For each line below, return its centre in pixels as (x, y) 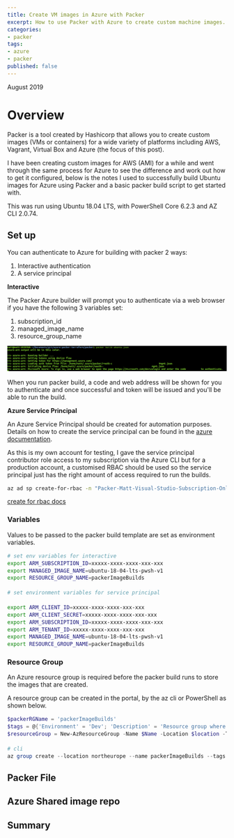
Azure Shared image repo (64, 801)
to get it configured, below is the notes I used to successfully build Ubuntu (114, 177)
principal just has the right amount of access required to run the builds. (109, 474)
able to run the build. (37, 397)
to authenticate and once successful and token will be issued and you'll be (114, 389)
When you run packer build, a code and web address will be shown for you (115, 382)
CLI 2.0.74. (23, 214)
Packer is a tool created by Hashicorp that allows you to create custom (109, 134)
